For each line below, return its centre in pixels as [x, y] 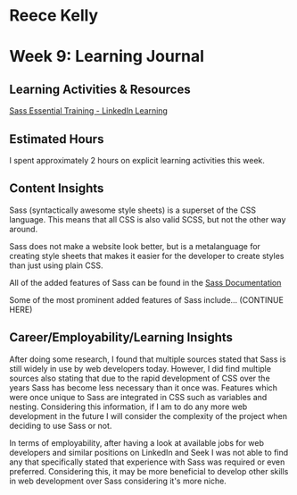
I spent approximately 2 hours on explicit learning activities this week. [137, 160]
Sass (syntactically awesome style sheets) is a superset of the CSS [133, 210]
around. [24, 229]
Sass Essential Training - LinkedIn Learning [88, 111]
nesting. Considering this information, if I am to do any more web [128, 407]
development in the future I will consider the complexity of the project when [148, 415]
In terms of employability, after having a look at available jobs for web [137, 442]
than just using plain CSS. [57, 265]
